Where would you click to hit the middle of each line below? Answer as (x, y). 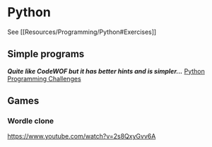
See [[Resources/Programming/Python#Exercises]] (82, 32)
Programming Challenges (44, 78)
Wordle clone (31, 121)
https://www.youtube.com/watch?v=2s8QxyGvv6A (82, 136)
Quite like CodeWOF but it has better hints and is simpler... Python (106, 71)
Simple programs (46, 54)
